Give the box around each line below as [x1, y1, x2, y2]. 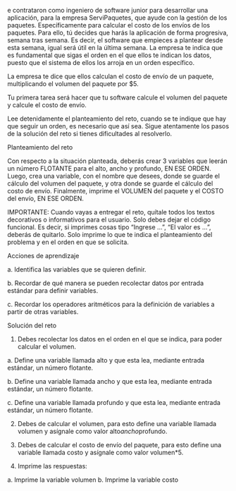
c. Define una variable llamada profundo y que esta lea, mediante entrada [7, 399, 221, 406]
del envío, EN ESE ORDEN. [7, 194, 85, 202]
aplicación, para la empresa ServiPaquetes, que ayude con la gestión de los [7, 13, 228, 22]
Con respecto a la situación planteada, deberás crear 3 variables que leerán [7, 157, 228, 165]
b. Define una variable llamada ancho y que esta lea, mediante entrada [7, 377, 213, 385]
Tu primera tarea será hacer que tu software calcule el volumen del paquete [7, 93, 228, 102]
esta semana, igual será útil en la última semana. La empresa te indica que [7, 44, 223, 51]
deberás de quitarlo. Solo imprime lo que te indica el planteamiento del [7, 231, 213, 238]
